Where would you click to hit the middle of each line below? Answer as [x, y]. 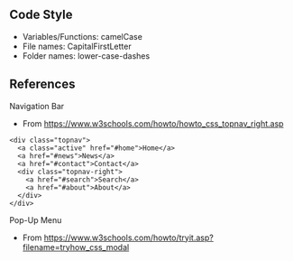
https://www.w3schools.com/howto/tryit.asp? [128, 238]
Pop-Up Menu [36, 219]
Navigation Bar [37, 106]
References [42, 84]
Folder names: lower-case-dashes [86, 56]
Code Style [41, 15]
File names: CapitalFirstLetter [77, 46]
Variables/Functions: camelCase [82, 36]
